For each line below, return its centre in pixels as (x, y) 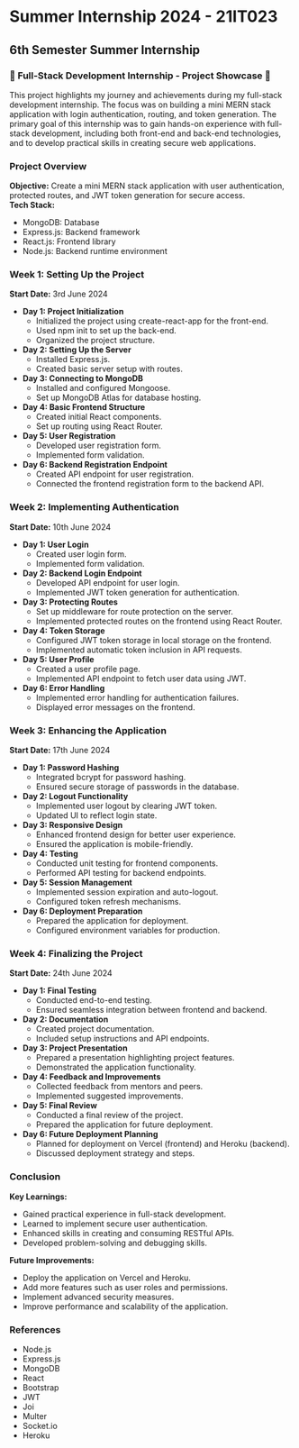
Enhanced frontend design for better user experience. (136, 834)
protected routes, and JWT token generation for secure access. (127, 196)
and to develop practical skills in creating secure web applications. (133, 142)
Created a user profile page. (88, 669)
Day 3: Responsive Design (72, 825)
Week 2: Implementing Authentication (95, 507)
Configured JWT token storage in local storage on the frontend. (154, 640)
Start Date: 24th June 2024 (61, 973)
